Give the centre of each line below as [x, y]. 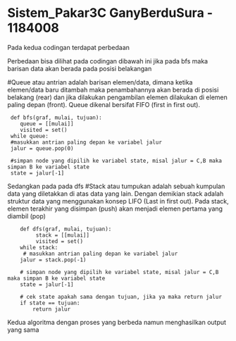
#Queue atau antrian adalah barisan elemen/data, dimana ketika [100, 82]
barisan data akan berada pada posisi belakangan [80, 68]
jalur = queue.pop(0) [42, 148]
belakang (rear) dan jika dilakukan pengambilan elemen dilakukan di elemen [117, 97]
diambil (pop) [26, 216]
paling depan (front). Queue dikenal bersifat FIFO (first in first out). [104, 104]
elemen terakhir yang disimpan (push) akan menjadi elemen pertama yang [115, 209]
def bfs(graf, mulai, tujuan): [56, 118]
